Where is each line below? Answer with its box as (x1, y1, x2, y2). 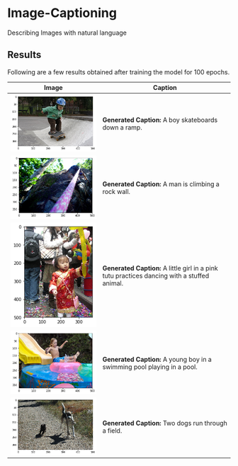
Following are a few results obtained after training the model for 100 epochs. (7, 67, 230, 76)
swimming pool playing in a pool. (102, 363, 198, 371)
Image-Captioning (7, 5, 117, 21)
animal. (102, 278, 124, 288)
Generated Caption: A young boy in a (102, 356, 212, 363)
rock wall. (102, 187, 131, 195)
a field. (102, 426, 123, 435)
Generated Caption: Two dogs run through (102, 419, 228, 428)
